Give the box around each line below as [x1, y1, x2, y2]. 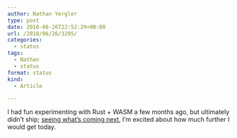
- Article [13, 82, 42, 89]
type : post [7, 17, 40, 24]
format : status [7, 69, 52, 76]
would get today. [7, 123, 57, 131]
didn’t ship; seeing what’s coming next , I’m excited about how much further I [7, 115, 230, 124]
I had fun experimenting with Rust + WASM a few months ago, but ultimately [7, 108, 230, 116]
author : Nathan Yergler [7, 10, 78, 18]
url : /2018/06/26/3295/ [7, 30, 78, 37]
